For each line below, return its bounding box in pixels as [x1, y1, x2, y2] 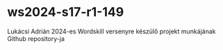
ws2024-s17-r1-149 [7, 4, 124, 20]
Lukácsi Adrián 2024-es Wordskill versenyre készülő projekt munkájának [7, 27, 216, 35]
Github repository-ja [7, 34, 65, 42]
